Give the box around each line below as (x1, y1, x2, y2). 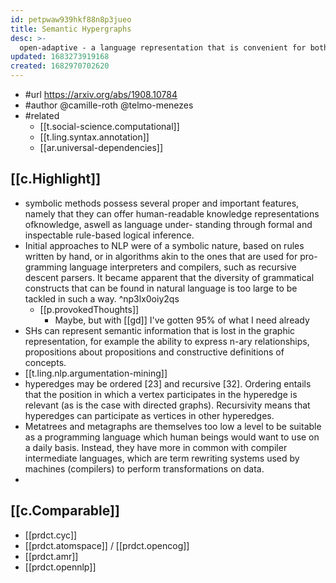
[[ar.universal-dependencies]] (39, 142, 164, 153)
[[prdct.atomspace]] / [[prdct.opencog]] (24, 539, 190, 551)
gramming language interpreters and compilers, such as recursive (24, 261, 297, 273)
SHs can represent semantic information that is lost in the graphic (24, 324, 296, 336)
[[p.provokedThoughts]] (39, 303, 140, 315)
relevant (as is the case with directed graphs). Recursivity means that (24, 399, 311, 411)
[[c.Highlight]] (10, 171, 102, 188)
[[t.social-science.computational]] (39, 121, 180, 132)
